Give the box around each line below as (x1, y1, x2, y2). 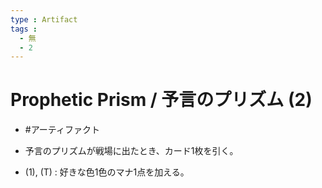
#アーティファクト (24, 124, 100, 136)
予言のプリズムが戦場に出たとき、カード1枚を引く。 (24, 145, 239, 157)
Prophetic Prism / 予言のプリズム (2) (10, 89, 313, 111)
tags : (10, 24, 38, 34)
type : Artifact (10, 14, 78, 25)
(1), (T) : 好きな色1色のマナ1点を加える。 (24, 166, 190, 178)
